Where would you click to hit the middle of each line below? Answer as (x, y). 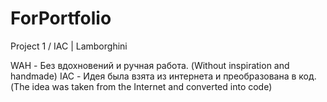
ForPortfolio (61, 18)
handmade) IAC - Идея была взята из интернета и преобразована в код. (163, 76)
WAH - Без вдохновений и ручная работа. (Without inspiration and (150, 65)
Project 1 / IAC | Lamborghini (69, 46)
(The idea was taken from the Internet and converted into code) (141, 86)
